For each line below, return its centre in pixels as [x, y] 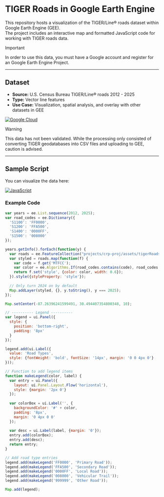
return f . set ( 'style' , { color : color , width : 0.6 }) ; [69, 272]
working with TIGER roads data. [37, 38]
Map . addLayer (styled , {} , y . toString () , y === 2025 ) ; [65, 290]
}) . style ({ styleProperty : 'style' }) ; [48, 277]
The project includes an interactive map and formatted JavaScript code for [80, 33]
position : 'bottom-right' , [41, 327]
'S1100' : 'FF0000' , [29, 222]
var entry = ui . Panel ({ [33, 380]
